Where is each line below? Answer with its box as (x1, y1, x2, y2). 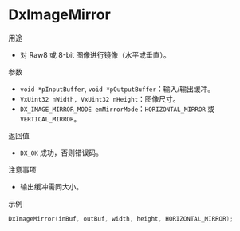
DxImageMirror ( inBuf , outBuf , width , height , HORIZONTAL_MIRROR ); (8, 214, 234, 223)
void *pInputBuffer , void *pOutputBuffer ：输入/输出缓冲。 (19, 84, 215, 94)
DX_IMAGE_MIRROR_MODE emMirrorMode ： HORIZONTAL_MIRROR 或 (19, 104, 215, 114)
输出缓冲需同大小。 (19, 181, 84, 191)
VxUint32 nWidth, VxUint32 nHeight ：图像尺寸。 (19, 94, 181, 103)
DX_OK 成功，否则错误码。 (19, 148, 104, 157)
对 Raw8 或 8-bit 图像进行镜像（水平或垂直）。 (19, 50, 171, 59)
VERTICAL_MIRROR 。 (19, 114, 81, 123)
